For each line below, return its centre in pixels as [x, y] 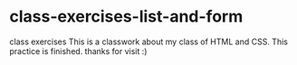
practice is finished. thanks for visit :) [78, 51]
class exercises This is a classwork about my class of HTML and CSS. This [148, 42]
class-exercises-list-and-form [126, 17]
